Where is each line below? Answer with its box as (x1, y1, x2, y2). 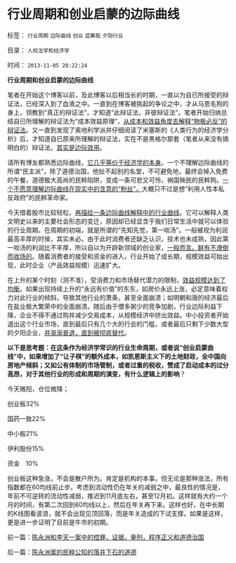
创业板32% (7, 399, 40, 408)
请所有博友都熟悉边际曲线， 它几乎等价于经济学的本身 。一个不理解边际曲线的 (7, 158, 229, 166)
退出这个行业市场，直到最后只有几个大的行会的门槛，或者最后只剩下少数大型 (7, 319, 229, 328)
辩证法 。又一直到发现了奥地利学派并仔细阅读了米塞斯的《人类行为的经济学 (7, 126, 223, 134)
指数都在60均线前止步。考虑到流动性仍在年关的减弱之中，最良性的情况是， (7, 482, 225, 491)
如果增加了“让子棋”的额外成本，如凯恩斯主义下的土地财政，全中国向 (29, 352, 227, 360)
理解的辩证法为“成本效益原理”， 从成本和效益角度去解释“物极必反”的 (31, 117, 228, 125)
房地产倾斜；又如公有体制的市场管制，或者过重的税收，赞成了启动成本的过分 (7, 361, 229, 369)
